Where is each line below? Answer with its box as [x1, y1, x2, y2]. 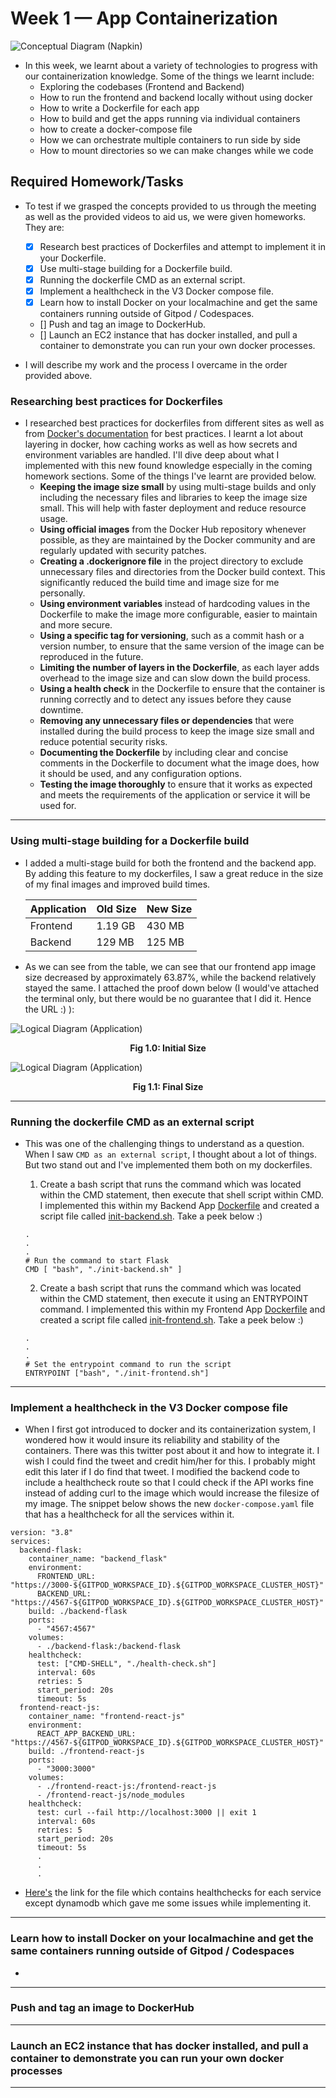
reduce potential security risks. [39, 736, 168, 748]
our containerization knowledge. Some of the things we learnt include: [24, 70, 315, 82]
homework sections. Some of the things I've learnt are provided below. [24, 470, 317, 482]
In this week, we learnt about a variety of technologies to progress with [24, 59, 318, 71]
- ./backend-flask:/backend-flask [36, 1642, 182, 1652]
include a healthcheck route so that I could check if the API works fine [24, 1477, 314, 1489]
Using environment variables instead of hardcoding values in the [39, 598, 311, 610]
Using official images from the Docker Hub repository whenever [39, 523, 307, 536]
